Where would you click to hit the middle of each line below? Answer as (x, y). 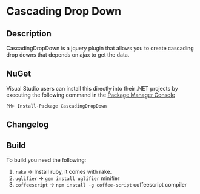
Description (29, 34)
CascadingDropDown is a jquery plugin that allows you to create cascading (100, 48)
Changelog (28, 125)
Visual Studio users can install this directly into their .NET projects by (92, 88)
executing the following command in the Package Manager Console (91, 95)
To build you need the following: (46, 160)
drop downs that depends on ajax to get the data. (68, 55)
